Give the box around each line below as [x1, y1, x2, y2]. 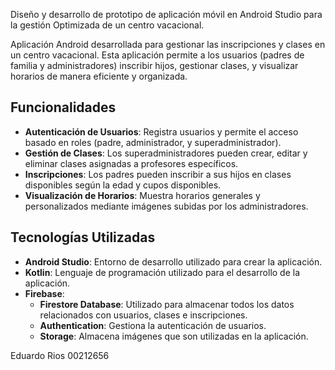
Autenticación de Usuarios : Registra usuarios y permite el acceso [24, 125, 299, 138]
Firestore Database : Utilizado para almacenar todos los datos [39, 298, 295, 310]
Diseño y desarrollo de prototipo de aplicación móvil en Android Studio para [10, 9, 323, 20]
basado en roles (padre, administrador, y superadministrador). [24, 136, 282, 148]
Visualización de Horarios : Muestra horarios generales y [24, 189, 261, 201]
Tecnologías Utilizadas [10, 229, 156, 246]
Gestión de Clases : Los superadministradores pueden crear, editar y [24, 147, 308, 159]
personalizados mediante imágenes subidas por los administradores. [24, 200, 309, 212]
